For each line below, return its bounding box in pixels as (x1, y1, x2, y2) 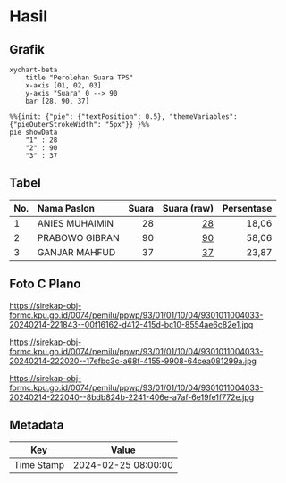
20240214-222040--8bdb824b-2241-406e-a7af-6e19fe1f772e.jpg (9, 391, 255, 403)
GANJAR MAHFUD (37, 246, 116, 258)
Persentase (222, 202, 273, 214)
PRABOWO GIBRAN (37, 231, 120, 244)
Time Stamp (13, 459, 65, 471)
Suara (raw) (162, 202, 214, 214)
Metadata (9, 418, 64, 433)
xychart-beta (9, 65, 58, 74)
